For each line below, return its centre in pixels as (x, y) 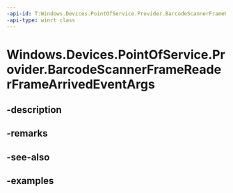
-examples (30, 181)
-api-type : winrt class (41, 20)
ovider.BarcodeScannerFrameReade (114, 69)
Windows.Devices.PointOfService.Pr (116, 55)
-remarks (27, 133)
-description (34, 110)
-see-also (28, 157)
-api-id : (19, 14)
